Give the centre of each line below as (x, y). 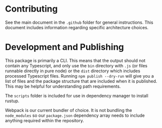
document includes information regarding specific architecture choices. (77, 27)
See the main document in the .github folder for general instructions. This (79, 22)
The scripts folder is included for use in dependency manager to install (77, 96)
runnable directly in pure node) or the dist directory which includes (73, 71)
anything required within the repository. (45, 120)
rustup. (12, 101)
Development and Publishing (64, 47)
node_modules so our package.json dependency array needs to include (75, 115)
